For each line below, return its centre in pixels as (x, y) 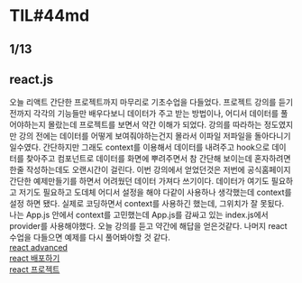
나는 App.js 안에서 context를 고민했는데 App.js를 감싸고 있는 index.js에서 (139, 215)
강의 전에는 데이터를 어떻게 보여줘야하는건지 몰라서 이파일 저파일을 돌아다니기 (155, 136)
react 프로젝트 (35, 269)
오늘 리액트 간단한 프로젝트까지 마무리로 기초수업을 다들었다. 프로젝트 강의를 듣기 (151, 102)
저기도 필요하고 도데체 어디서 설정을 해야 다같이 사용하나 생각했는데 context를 (155, 192)
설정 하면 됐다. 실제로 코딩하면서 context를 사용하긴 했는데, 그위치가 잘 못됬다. (147, 204)
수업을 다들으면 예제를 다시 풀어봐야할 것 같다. (90, 237)
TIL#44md (50, 16)
